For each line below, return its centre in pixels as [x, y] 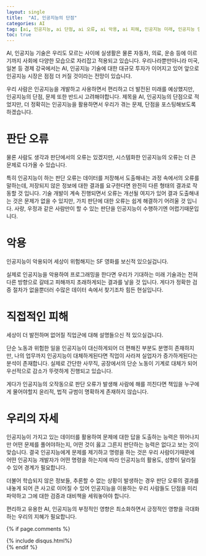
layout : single [26, 12]
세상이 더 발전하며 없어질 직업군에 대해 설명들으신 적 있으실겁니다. [85, 335]
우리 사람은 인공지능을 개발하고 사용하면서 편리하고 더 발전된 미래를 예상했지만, [101, 89]
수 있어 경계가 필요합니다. [37, 467]
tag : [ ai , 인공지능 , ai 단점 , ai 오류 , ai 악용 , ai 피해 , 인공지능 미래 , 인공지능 [101, 29]
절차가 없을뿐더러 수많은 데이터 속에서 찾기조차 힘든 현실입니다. [88, 290]
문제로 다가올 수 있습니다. [37, 165]
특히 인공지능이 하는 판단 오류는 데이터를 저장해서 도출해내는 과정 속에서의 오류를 [103, 178]
